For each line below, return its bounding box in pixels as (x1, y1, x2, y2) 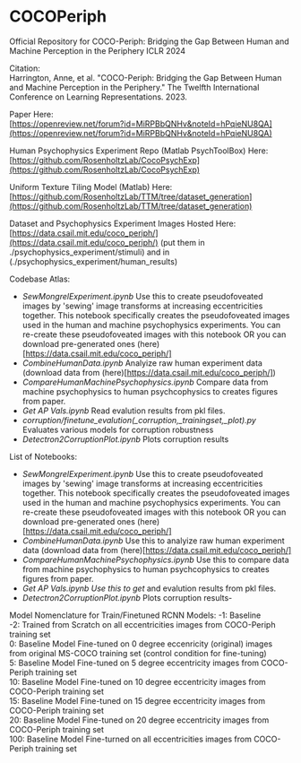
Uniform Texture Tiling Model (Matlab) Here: (9, 181, 173, 192)
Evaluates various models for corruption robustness (21, 424, 214, 435)
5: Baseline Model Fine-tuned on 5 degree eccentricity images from (9, 657, 260, 668)
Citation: (9, 63, 40, 74)
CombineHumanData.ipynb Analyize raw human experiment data (21, 357, 262, 368)
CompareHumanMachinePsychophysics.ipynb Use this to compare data (21, 554, 289, 565)
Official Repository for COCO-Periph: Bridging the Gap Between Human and (9, 36, 289, 47)
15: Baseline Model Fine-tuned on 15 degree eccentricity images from (9, 695, 266, 706)
